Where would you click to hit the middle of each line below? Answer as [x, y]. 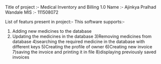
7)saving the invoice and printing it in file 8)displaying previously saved [84, 52]
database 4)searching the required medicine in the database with [79, 42]
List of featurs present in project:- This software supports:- [65, 22]
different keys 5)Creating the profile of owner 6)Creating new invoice [82, 47]
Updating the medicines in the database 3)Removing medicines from [82, 36]
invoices [21, 57]
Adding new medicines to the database [52, 31]
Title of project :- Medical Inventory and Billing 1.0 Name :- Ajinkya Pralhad [81, 7]
